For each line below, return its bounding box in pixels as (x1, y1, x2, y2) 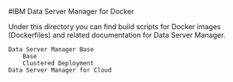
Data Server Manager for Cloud (8, 66, 112, 74)
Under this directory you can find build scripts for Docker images (8, 22, 221, 31)
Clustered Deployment (22, 59, 94, 67)
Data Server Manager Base (8, 46, 94, 54)
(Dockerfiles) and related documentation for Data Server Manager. (8, 31, 226, 39)
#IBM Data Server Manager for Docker (8, 7, 134, 16)
